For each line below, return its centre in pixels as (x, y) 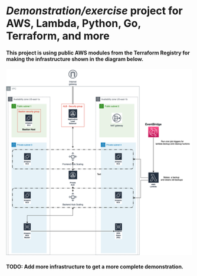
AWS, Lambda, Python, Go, (74, 23)
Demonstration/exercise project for (94, 11)
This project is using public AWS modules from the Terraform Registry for (98, 53)
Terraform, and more (58, 36)
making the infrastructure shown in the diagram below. (75, 59)
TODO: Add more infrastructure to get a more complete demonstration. (95, 267)
